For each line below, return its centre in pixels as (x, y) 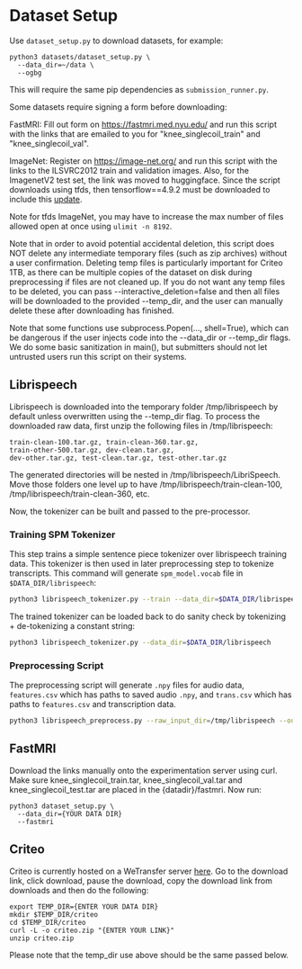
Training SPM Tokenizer (62, 534)
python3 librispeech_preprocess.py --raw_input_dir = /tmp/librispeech (142, 721)
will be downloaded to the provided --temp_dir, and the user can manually (146, 301)
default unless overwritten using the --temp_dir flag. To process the (135, 416)
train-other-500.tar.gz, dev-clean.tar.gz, (92, 450)
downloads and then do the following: (79, 890)
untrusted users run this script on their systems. (98, 356)
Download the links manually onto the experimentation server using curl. (143, 770)
